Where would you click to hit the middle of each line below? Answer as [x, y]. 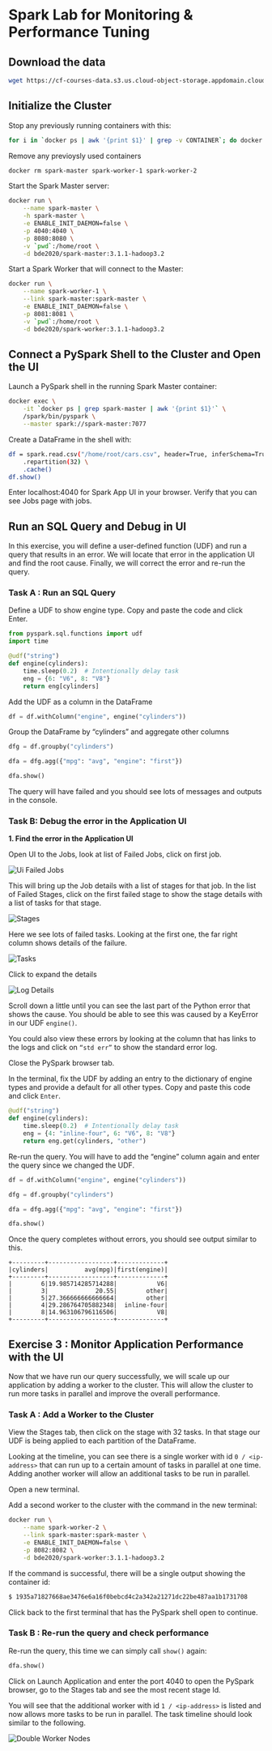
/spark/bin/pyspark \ [59, 416]
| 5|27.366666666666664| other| [88, 1298]
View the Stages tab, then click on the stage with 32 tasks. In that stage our [134, 1433]
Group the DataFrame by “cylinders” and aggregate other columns [119, 732]
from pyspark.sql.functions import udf [76, 634]
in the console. [33, 801]
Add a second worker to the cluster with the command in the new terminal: [133, 1505]
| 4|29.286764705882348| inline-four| [88, 1305]
